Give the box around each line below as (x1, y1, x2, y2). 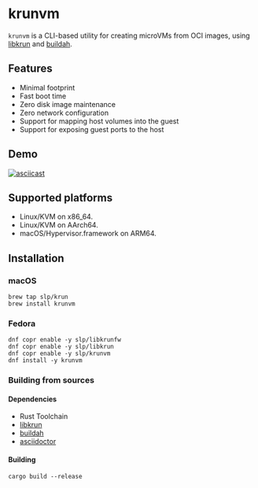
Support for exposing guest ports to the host (19, 124, 164, 134)
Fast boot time (19, 91, 67, 101)
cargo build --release (8, 472, 83, 480)
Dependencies (8, 394, 57, 404)
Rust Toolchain (19, 412, 68, 421)
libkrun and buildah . (8, 39, 72, 48)
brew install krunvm (8, 300, 76, 308)
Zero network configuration (19, 108, 109, 117)
